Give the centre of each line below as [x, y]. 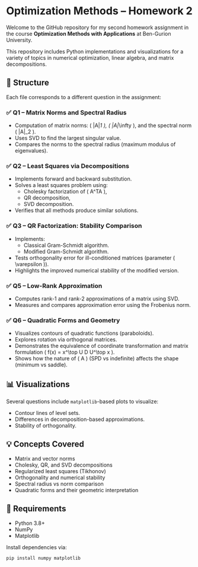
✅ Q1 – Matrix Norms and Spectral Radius [66, 112]
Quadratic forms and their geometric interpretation [76, 490]
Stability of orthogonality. [46, 426]
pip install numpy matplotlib [44, 558]
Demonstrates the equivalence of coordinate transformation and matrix [101, 346]
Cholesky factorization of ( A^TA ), [65, 192]
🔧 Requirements [36, 509]
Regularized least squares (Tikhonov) [60, 471]
